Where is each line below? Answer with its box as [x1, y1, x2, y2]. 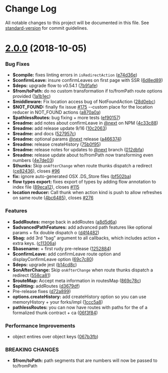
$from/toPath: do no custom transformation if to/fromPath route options [12, 88, 162, 94]
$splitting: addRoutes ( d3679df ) [12, 283, 80, 289]
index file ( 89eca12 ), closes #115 [12, 184, 80, 190]
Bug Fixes [5, 61, 30, 68]
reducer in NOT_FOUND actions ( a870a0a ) [12, 109, 101, 116]
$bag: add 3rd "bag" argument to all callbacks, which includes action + [12, 235, 160, 241]
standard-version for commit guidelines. [5, 25, 88, 31]
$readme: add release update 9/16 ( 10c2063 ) [12, 125, 107, 131]
